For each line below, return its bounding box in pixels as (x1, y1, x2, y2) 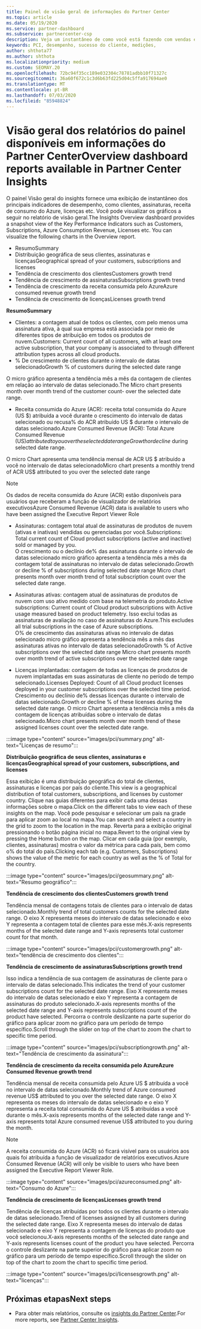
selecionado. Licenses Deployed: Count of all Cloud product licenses (14, 679, 184, 686)
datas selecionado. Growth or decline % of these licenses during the (14, 698, 182, 705)
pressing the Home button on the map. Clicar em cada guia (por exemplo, (6, 834, 187, 842)
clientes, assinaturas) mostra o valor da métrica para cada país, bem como (6, 841, 190, 848)
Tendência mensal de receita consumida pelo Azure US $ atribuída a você (6, 1080, 189, 1087)
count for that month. (6, 933, 59, 941)
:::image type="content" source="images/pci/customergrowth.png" (6, 945, 173, 952)
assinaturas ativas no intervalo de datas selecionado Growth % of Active (14, 642, 193, 649)
